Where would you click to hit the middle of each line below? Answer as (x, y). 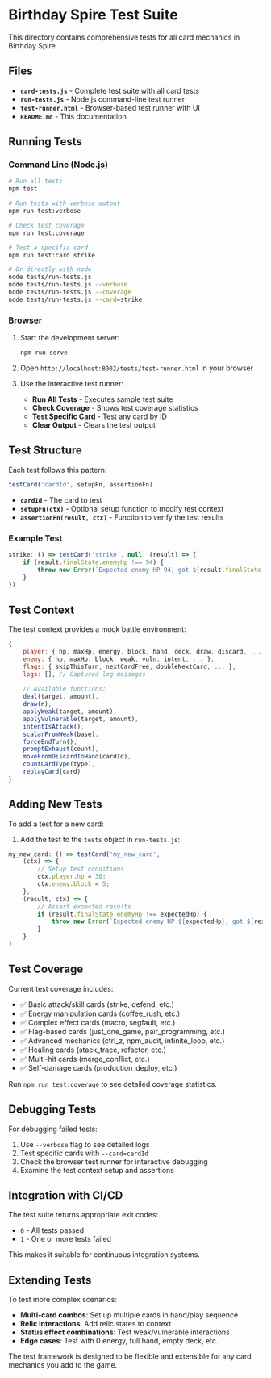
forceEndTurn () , (50, 741)
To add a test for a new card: (56, 824)
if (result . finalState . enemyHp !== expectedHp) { (122, 914)
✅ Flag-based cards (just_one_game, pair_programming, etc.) (123, 1031)
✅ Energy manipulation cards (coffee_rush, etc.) (100, 1013)
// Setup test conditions (81, 869)
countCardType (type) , (59, 764)
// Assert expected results (84, 906)
